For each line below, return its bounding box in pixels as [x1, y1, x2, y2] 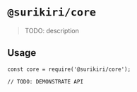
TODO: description [24, 26, 80, 35]
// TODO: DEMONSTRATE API [7, 78, 83, 85]
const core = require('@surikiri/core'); [7, 66, 131, 73]
